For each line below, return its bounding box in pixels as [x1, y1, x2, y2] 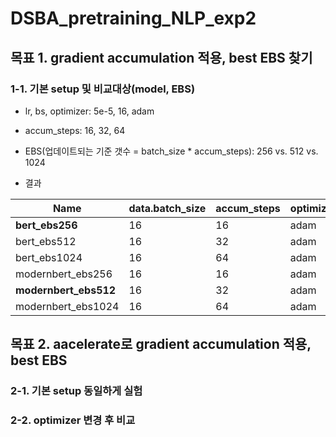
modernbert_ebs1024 [15, 299, 120, 313]
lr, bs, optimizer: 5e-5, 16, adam [24, 105, 155, 117]
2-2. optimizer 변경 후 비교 [10, 413, 136, 427]
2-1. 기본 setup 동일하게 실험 [10, 384, 143, 398]
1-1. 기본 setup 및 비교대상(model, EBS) [10, 82, 196, 96]
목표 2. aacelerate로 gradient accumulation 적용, [10, 336, 312, 353]
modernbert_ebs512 [15, 283, 117, 297]
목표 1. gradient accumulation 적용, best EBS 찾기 [10, 49, 313, 66]
